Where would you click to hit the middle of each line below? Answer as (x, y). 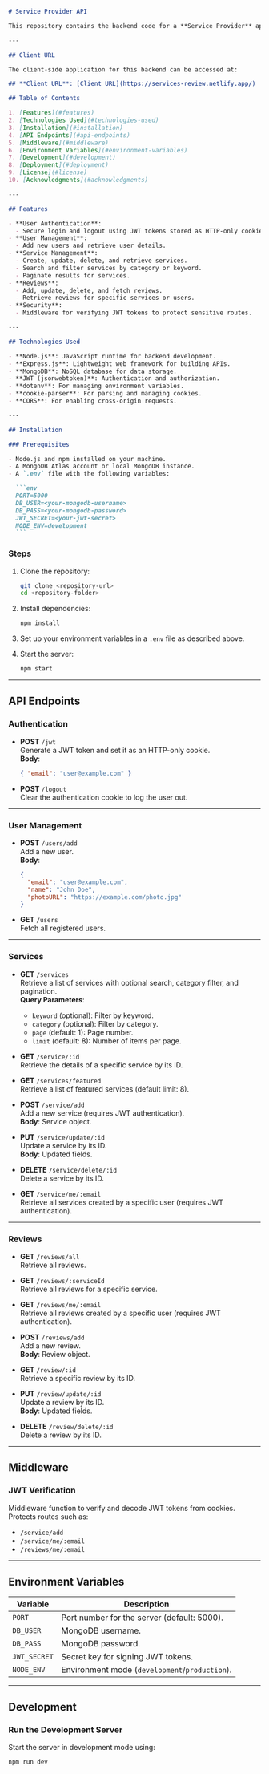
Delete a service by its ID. (62, 1178)
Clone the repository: (55, 571)
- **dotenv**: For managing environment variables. (96, 386)
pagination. (38, 991)
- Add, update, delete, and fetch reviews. (89, 290)
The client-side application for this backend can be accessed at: (123, 69)
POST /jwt (38, 741)
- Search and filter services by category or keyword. (109, 268)
